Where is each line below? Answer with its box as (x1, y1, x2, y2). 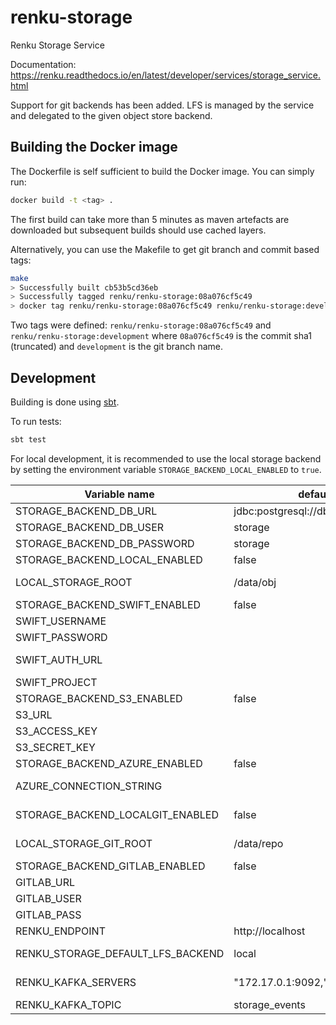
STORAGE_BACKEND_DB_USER (15, 520, 165, 534)
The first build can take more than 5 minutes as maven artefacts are (10, 213, 290, 225)
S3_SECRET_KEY (15, 740, 96, 754)
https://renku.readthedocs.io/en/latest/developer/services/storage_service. (10, 69, 322, 81)
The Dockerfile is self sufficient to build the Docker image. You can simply (10, 165, 315, 177)
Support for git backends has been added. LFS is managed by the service (10, 99, 315, 111)
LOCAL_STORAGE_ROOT (15, 575, 133, 589)
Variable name (84, 487, 155, 501)
